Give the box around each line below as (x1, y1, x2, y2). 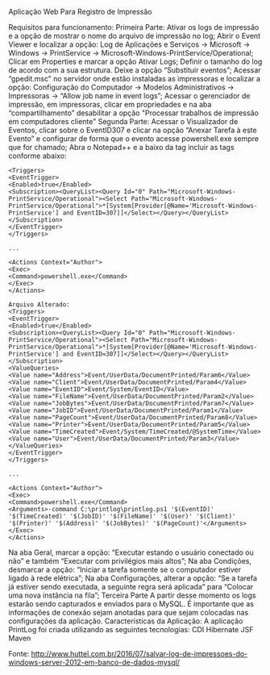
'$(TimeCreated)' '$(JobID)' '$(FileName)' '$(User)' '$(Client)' (8, 512, 236, 520)
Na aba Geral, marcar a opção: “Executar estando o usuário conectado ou (8, 548, 254, 557)
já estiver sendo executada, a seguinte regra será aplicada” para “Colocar (8, 582, 254, 591)
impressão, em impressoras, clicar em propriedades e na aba (8, 100, 212, 109)
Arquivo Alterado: (8, 301, 70, 309)
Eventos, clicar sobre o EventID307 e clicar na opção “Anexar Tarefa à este (8, 125, 257, 135)
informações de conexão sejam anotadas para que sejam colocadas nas (8, 608, 249, 617)
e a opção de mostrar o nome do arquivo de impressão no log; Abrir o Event (8, 31, 260, 40)
